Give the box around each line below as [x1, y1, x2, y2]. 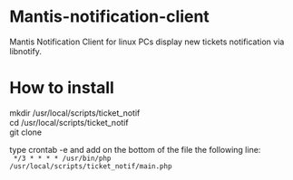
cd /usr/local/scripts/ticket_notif [9, 117, 129, 128]
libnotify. [9, 45, 43, 56]
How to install [9, 78, 115, 99]
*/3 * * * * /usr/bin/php [13, 154, 112, 163]
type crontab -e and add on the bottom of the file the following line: [9, 144, 261, 155]
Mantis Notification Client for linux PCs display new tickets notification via [9, 36, 285, 47]
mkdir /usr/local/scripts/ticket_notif [9, 107, 141, 118]
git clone [9, 127, 43, 137]
